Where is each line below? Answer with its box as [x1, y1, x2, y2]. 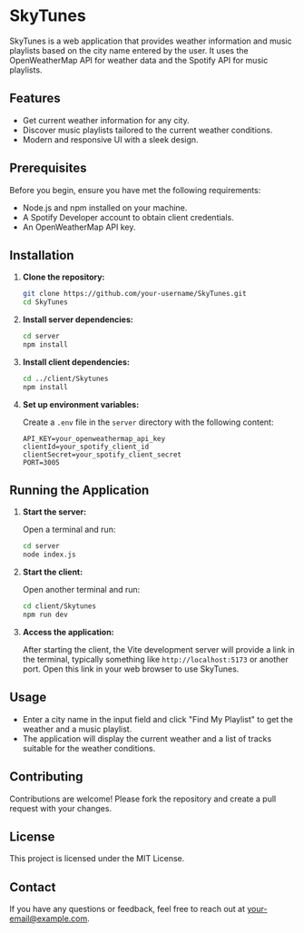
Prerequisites [9, 161, 87, 176]
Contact [9, 879, 56, 895]
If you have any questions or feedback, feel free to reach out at [9, 904, 246, 915]
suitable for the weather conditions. [22, 742, 156, 753]
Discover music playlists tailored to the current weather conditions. [22, 124, 273, 135]
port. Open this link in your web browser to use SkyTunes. [22, 663, 240, 674]
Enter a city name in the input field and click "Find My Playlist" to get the [22, 713, 293, 724]
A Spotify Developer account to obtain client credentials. [22, 211, 234, 222]
